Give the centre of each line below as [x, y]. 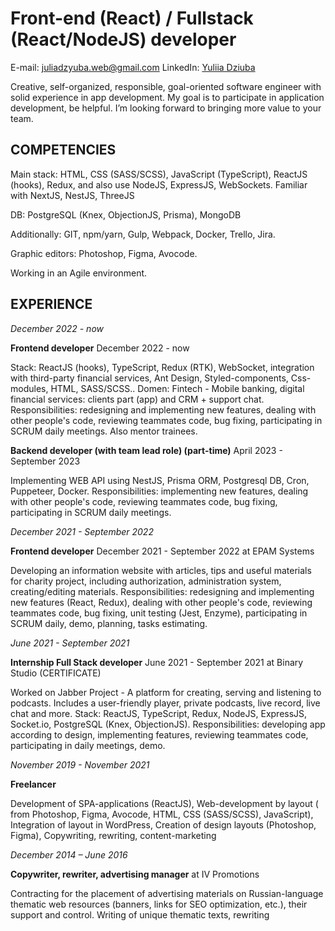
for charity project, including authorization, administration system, [146, 581]
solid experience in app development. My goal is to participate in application [167, 97]
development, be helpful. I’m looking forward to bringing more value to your [166, 108]
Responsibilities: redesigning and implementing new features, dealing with [163, 409]
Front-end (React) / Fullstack [132, 18]
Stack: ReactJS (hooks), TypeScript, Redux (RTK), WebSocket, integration [162, 367]
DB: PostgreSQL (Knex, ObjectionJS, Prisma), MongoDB [126, 214]
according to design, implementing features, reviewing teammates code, [159, 734]
